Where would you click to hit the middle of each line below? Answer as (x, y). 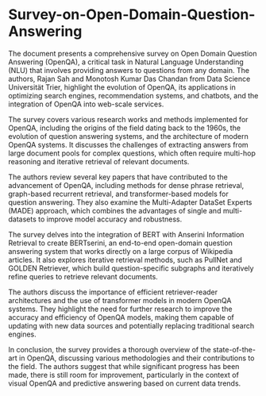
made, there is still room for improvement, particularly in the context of (124, 375)
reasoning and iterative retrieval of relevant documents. (99, 161)
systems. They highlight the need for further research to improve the (120, 309)
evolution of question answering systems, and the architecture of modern (128, 136)
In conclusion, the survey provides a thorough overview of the (110, 349)
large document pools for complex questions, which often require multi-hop (132, 153)
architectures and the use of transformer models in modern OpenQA (120, 300)
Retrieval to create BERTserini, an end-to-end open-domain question (120, 243)
